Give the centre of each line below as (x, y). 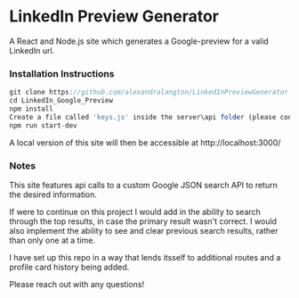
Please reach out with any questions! (77, 284)
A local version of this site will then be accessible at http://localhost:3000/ (145, 142)
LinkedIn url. (32, 50)
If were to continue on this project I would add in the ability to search (135, 211)
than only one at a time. (53, 240)
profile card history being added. (69, 267)
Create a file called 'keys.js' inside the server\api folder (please (143, 117)
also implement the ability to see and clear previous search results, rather (144, 230)
